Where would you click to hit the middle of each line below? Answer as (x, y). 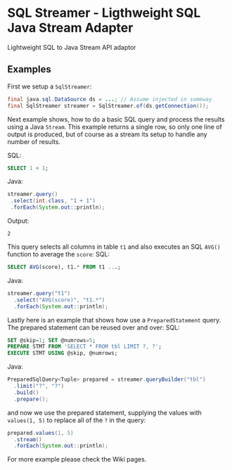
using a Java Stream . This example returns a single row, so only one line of (115, 126)
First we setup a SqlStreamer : (50, 86)
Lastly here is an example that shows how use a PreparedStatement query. (114, 320)
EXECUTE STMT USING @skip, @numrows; (63, 353)
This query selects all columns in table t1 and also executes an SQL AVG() (114, 247)
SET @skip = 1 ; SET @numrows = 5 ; (52, 340)
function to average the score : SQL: (59, 254)
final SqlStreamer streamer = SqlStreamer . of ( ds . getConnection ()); (108, 106)
